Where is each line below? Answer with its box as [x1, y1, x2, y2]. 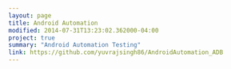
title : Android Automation [8, 19, 98, 27]
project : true [8, 33, 56, 42]
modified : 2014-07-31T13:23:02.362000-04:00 [8, 26, 159, 34]
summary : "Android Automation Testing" [8, 41, 141, 49]
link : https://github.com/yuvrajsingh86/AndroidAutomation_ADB [8, 48, 224, 56]
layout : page [8, 11, 52, 20]
